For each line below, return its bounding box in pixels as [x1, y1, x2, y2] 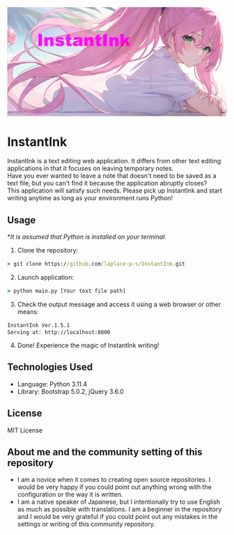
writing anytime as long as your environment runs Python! [7, 194, 173, 202]
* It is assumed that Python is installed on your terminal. [7, 233, 167, 241]
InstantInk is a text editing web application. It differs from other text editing [7, 157, 221, 165]
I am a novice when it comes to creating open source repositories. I [17, 476, 211, 484]
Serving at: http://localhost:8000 [7, 329, 111, 336]
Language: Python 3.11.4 [17, 379, 88, 388]
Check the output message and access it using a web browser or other [17, 300, 221, 309]
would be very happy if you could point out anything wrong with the [17, 483, 212, 491]
